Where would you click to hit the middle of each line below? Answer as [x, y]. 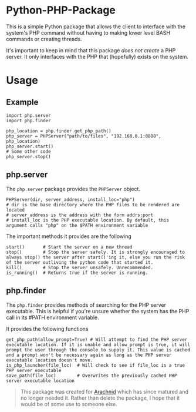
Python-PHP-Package [61, 10]
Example [22, 102]
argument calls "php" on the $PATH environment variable [77, 225]
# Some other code [28, 151]
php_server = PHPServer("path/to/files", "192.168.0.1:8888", [84, 136]
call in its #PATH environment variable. [53, 317]
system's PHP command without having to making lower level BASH [88, 32]
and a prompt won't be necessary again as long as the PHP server [89, 355]
